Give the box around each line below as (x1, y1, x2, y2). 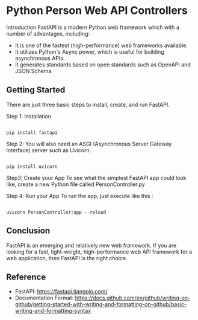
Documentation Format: (14, 294, 74, 302)
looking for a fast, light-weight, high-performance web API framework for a (6, 248, 193, 255)
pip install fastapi (6, 129, 58, 136)
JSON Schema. (14, 67, 53, 74)
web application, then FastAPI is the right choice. (6, 254, 128, 261)
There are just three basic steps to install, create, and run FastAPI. (6, 101, 170, 108)
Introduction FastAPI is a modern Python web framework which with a (6, 24, 179, 31)
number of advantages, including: (6, 30, 90, 37)
